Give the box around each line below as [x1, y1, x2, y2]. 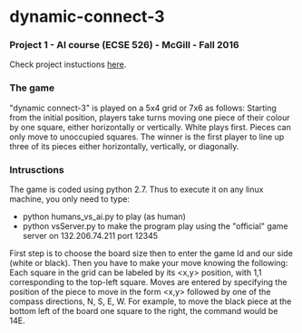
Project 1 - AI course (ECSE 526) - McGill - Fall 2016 [9, 39, 239, 52]
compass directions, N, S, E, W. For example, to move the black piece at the [9, 296, 292, 307]
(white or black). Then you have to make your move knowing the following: [9, 258, 288, 269]
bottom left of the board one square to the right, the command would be [9, 306, 278, 317]
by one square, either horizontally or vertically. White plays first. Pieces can [9, 121, 292, 132]
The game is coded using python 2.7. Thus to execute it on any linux [9, 184, 264, 195]
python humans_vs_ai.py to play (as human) [22, 211, 186, 223]
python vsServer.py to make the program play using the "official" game [22, 221, 288, 232]
